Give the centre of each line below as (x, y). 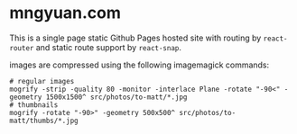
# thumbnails (34, 105)
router (22, 48)
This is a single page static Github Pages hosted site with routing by (135, 38)
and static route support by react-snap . (109, 47)
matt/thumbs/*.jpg (44, 121)
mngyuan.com (65, 13)
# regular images (42, 81)
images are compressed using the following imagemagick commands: (139, 65)
